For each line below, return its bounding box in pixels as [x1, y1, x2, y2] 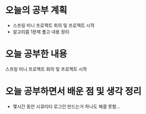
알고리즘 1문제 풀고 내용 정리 [12, 28, 69, 34]
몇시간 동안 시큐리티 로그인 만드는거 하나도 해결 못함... [12, 103, 120, 109]
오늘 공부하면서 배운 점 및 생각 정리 [5, 86, 142, 97]
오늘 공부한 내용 [5, 49, 67, 60]
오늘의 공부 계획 [5, 5, 67, 16]
